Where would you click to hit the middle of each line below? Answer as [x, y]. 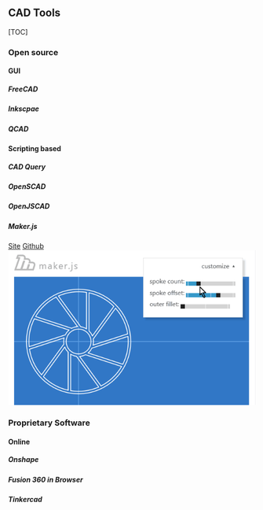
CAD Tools [35, 13]
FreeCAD [23, 89]
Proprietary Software [49, 423]
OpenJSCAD [29, 206]
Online [19, 442]
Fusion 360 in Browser [46, 479]
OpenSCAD [27, 187]
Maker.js [23, 226]
